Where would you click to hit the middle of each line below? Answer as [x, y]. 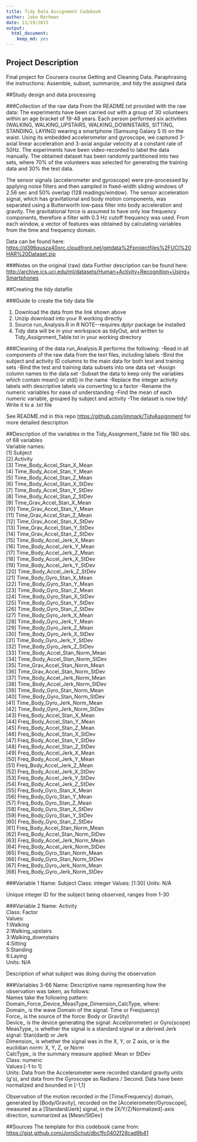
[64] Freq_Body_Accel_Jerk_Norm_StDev [56, 846]
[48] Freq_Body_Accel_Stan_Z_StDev [51, 746]
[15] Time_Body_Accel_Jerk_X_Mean [50, 540]
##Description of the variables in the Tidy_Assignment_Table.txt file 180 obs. [98, 434]
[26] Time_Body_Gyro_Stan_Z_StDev [50, 609]
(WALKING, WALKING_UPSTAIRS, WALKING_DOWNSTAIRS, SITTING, [90, 125]
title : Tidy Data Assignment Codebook [54, 11]
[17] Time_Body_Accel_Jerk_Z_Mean [50, 552]
